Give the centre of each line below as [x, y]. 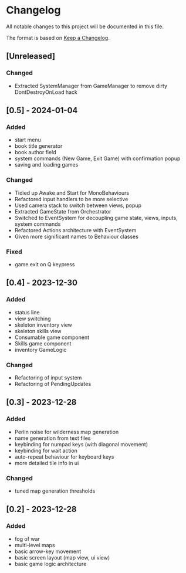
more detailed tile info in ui [47, 463]
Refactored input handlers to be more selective [71, 199]
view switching [33, 318]
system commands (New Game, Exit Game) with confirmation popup [97, 158]
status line [27, 312]
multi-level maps [35, 545]
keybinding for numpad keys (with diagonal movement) [81, 444]
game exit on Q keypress [45, 264]
